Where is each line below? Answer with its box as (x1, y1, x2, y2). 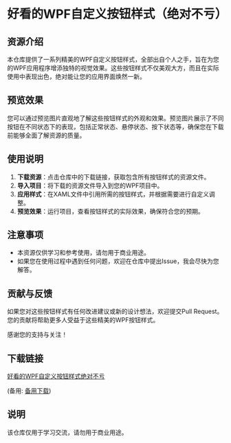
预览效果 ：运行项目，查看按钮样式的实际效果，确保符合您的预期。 (16, 207, 204, 215)
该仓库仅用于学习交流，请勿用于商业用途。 (7, 428, 128, 436)
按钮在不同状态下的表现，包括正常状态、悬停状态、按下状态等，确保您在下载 (7, 122, 224, 130)
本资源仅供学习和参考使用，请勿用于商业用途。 (16, 249, 150, 257)
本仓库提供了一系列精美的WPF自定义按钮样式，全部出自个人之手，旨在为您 (7, 56, 219, 63)
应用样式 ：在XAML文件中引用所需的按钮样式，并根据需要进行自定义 (16, 190, 210, 198)
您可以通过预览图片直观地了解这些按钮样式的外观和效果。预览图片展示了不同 (7, 114, 224, 122)
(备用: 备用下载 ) (7, 387, 52, 395)
